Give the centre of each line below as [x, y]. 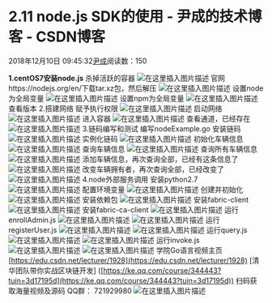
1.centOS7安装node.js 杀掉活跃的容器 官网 [117, 78]
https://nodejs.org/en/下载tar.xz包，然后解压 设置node [136, 88]
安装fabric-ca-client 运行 [160, 209]
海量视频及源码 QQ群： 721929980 [73, 290]
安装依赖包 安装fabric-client [166, 199]
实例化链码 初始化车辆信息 [163, 139]
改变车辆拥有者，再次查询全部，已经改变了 [153, 169]
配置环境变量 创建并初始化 [163, 189]
